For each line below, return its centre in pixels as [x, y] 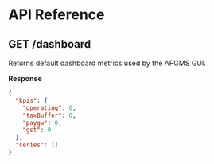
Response [25, 78]
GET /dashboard [50, 44]
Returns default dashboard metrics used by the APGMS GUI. [107, 63]
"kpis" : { [31, 100]
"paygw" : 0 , [42, 123]
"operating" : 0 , [50, 108]
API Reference [56, 15]
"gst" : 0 [37, 130]
